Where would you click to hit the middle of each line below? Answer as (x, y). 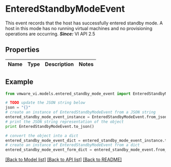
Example (19, 82)
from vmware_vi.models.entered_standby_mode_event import (68, 94)
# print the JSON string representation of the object (65, 122)
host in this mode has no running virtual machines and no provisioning (79, 28)
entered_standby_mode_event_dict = (43, 141)
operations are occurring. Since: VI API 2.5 (50, 34)
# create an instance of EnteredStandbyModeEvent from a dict (73, 145)
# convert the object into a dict (42, 135)
